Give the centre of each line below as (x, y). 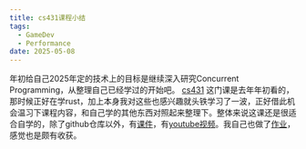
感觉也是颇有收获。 (46, 135)
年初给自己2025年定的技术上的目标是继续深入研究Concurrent (124, 79)
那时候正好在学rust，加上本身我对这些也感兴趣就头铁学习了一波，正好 (140, 102)
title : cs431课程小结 (48, 18)
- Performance (44, 43)
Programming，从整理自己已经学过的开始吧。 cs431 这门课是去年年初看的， (152, 90)
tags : (20, 26)
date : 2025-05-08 (42, 52)
